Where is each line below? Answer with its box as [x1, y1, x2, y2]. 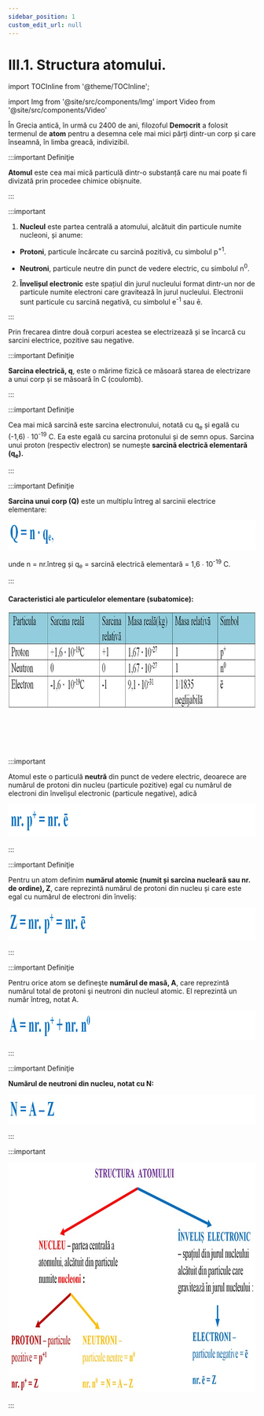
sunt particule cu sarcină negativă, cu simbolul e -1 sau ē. [19, 295, 203, 306]
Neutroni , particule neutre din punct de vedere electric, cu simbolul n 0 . [19, 262, 250, 273]
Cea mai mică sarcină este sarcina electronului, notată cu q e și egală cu [8, 420, 240, 432]
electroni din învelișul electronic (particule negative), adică [8, 789, 198, 798]
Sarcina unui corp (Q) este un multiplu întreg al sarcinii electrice [8, 496, 216, 505]
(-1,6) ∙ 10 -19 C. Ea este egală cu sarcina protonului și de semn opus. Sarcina [8, 431, 255, 441]
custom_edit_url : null [8, 20, 82, 29]
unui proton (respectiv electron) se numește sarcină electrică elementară [8, 440, 247, 449]
